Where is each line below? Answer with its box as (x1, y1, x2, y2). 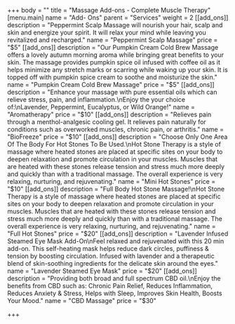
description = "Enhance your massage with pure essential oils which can (7, 88, 217, 96)
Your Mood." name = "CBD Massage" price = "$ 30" (7, 297, 156, 304)
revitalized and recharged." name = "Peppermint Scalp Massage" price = (7, 36, 218, 44)
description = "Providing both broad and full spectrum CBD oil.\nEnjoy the (7, 274, 221, 283)
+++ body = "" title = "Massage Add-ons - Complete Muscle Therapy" (7, 6, 211, 14)
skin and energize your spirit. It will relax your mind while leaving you (7, 28, 207, 36)
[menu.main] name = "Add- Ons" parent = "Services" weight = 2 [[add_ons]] (7, 13, 229, 22)
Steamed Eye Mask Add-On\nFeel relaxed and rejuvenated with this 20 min (7, 237, 224, 245)
